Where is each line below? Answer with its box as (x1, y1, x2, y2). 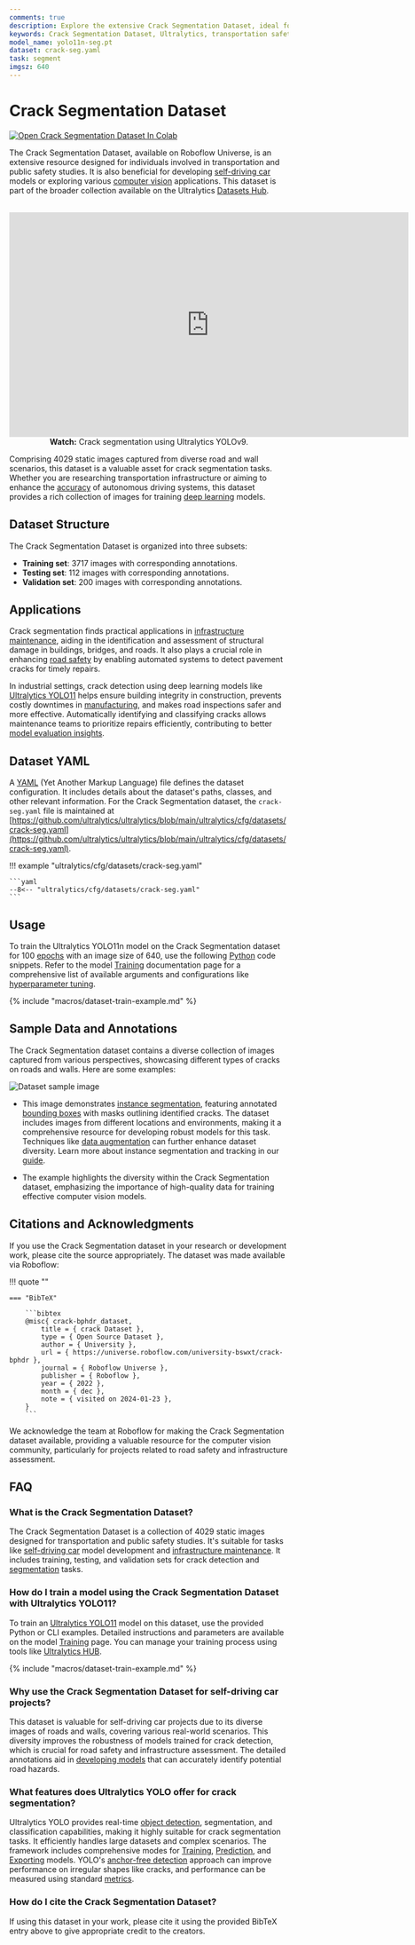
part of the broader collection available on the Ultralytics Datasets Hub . (9, 185, 270, 195)
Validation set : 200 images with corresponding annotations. (21, 576, 243, 587)
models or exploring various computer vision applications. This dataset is (9, 175, 277, 186)
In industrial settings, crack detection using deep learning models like (9, 681, 263, 692)
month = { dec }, (41, 1387, 105, 1395)
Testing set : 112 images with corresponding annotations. (21, 567, 230, 578)
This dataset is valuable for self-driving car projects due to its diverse (9, 1716, 263, 1727)
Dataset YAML (9, 754, 90, 769)
